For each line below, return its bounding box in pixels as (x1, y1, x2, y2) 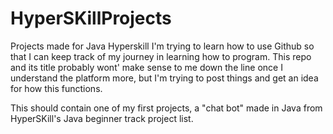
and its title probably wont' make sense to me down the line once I (10, 61, 283, 73)
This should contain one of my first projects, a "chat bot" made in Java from (10, 102, 323, 114)
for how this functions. (10, 82, 103, 94)
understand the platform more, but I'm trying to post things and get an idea (10, 72, 319, 84)
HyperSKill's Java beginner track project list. (10, 112, 194, 124)
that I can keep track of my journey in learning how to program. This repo (10, 50, 312, 62)
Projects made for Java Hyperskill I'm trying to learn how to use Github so (10, 40, 315, 52)
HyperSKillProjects (10, 7, 172, 30)
